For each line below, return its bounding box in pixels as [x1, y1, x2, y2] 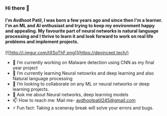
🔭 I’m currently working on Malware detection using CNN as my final [12, 60, 154, 66]
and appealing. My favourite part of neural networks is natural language [5, 28, 159, 34]
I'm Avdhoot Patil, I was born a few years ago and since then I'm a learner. [5, 17, 162, 23]
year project [12, 65, 38, 71]
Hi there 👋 [5, 5, 30, 12]
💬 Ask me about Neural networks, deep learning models [12, 92, 129, 98]
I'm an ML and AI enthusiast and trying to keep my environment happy [5, 22, 155, 28]
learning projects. [12, 86, 49, 92]
